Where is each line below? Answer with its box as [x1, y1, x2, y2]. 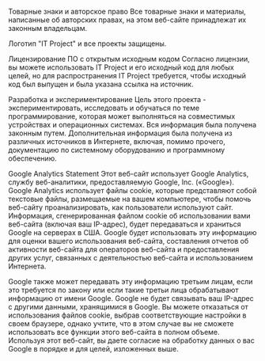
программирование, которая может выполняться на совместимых [8, 112, 236, 121]
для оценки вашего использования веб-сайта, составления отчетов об [8, 237, 249, 245]
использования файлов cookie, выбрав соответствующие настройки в [8, 310, 247, 320]
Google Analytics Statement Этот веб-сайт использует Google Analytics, [8, 169, 249, 178]
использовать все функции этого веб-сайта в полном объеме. [8, 328, 220, 336]
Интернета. [8, 261, 47, 271]
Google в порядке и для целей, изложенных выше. [8, 344, 180, 353]
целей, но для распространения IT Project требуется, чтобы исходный [8, 71, 247, 80]
